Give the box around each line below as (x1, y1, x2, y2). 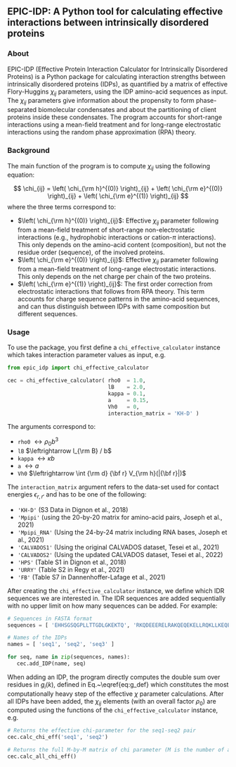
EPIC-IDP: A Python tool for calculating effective (7, 6, 223, 18)
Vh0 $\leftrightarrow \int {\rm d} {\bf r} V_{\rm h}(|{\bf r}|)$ (17, 468, 187, 478)
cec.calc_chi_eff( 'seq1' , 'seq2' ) (7, 734, 109, 741)
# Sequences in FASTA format (7, 615, 93, 622)
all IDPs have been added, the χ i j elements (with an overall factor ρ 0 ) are (7, 697, 216, 707)
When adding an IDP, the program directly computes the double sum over (7, 673, 221, 681)
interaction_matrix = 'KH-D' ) (107, 410, 199, 417)
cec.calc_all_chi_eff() (7, 753, 77, 760)
